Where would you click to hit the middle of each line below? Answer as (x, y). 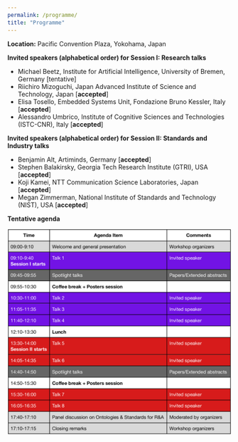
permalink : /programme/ (43, 15)
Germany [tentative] (47, 79)
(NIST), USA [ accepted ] (53, 205)
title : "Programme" (36, 22)
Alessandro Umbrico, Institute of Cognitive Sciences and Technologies (121, 117)
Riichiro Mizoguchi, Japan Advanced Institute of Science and (107, 86)
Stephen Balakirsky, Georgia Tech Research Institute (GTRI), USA (113, 167)
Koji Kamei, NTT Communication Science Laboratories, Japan (108, 182)
